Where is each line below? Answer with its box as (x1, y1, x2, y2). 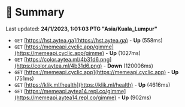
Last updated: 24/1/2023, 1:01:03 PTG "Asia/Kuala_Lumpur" (5, 25, 157, 32)
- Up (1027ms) (105, 49, 141, 56)
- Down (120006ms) (103, 62, 154, 69)
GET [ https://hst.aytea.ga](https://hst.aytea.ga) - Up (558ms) (14, 36, 163, 44)
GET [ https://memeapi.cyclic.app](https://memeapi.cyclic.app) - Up (14, 68, 179, 75)
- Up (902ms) (117, 94, 151, 101)
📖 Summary (5, 5, 65, 19)
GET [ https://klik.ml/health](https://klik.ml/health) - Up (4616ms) (14, 81, 171, 88)
